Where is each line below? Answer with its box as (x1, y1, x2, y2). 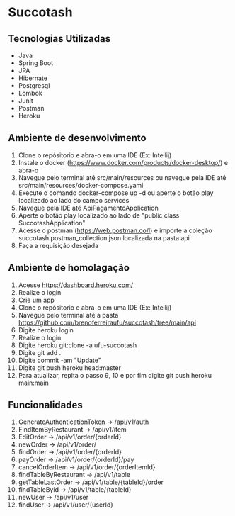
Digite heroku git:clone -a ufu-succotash (18, 341, 137, 349)
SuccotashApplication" (18, 218, 86, 227)
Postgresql (18, 82, 50, 89)
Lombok (18, 89, 43, 97)
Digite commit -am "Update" (18, 356, 102, 364)
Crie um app (18, 296, 55, 304)
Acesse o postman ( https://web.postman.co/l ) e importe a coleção (18, 226, 212, 235)
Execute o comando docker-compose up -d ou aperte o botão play (18, 189, 214, 197)
